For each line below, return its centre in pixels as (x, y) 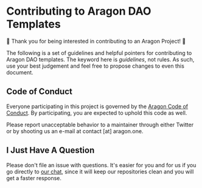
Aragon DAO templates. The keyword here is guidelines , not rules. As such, (100, 59)
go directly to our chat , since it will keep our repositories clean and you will (100, 172)
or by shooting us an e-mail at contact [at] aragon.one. (75, 131)
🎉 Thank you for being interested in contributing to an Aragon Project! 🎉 (96, 41)
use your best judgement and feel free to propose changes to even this (95, 66)
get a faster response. (34, 178)
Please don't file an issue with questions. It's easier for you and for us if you (101, 165)
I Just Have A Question (50, 150)
